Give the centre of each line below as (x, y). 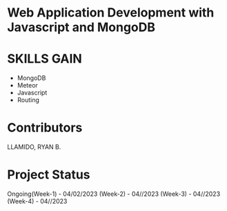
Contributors (45, 128)
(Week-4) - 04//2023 (37, 201)
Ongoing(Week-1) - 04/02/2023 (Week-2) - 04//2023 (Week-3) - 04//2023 (114, 194)
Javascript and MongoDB (81, 27)
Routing (28, 100)
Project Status (49, 175)
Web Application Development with (111, 13)
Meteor (27, 86)
